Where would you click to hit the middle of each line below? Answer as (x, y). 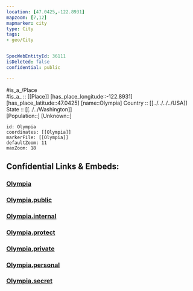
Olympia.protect (31, 232)
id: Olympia (21, 127)
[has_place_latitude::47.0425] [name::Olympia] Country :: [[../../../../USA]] (97, 103)
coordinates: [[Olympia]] (39, 132)
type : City (20, 29)
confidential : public (33, 67)
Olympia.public (29, 200)
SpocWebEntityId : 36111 (36, 56)
